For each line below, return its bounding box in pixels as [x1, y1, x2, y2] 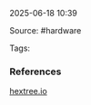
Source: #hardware [9, 25, 82, 35]
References [9, 65, 62, 78]
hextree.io [9, 86, 47, 97]
